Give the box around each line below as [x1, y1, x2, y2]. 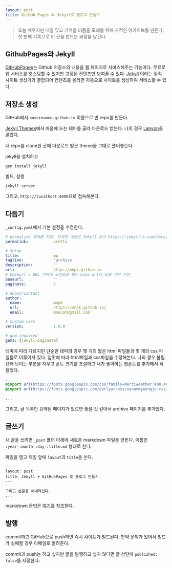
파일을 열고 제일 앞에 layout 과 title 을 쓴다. [5, 454, 93, 460]
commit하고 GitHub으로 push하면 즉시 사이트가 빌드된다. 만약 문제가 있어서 [5, 533, 157, 540]
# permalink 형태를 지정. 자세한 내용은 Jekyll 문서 [5, 234, 106, 239]
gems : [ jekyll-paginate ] [5, 338, 58, 343]
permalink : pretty [5, 239, 68, 244]
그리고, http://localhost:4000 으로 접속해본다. [5, 193, 100, 200]
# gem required [5, 333, 38, 338]
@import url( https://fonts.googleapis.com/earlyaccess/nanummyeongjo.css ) [5, 387, 168, 392]
